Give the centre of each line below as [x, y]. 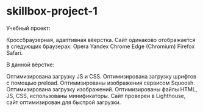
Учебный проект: [28, 28]
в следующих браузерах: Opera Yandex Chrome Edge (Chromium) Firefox [101, 46]
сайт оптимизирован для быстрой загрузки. [64, 102]
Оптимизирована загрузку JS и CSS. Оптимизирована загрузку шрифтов [101, 76]
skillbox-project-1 [52, 11]
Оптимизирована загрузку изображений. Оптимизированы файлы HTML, [102, 89]
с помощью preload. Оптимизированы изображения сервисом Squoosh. [101, 83]
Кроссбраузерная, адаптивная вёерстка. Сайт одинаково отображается [101, 40]
